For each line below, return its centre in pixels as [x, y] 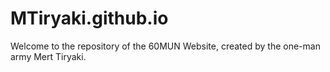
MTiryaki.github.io [89, 18]
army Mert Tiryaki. [48, 56]
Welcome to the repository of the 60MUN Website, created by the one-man [165, 46]
